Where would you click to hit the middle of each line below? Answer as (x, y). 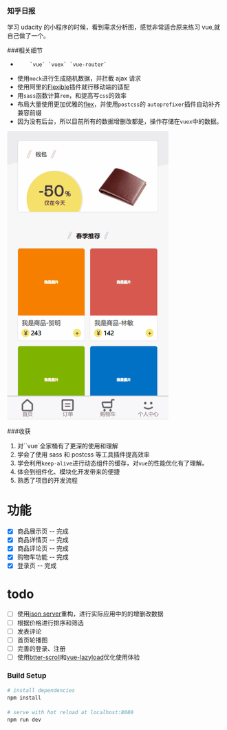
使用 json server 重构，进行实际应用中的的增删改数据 (90, 614)
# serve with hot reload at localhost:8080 (71, 712)
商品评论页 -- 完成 (43, 548)
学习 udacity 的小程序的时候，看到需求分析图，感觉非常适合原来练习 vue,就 (113, 27)
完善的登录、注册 (41, 648)
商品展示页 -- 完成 (43, 531)
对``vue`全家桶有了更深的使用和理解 (67, 446)
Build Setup (27, 675)
